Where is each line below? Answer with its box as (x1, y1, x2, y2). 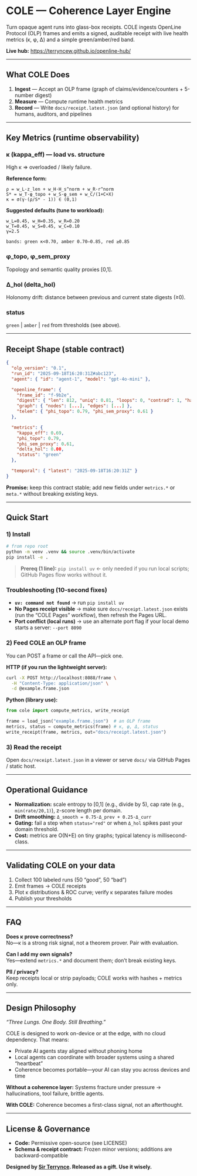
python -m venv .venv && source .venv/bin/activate (6, 549, 135, 555)
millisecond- (157, 832, 188, 839)
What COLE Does (6, 70, 70, 80)
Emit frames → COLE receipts (14, 882, 87, 889)
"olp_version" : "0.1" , (11, 365, 67, 371)
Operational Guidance (6, 785, 88, 795)
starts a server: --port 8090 (14, 624, 82, 631)
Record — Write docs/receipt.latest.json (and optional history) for (14, 104, 179, 111)
